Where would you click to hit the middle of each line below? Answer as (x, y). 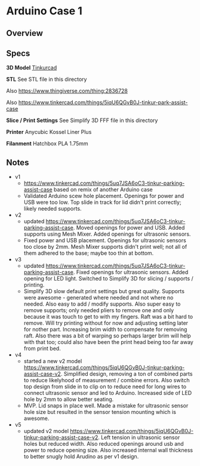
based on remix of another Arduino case (103, 190)
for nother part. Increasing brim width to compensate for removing (105, 330)
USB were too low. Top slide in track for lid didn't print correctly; (102, 202)
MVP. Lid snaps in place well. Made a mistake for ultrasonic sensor (106, 406)
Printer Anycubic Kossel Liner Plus (49, 132)
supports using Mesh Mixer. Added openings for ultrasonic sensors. (107, 234)
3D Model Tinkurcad (32, 68)
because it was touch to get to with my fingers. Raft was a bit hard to (108, 317)
